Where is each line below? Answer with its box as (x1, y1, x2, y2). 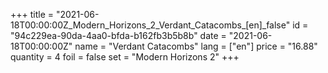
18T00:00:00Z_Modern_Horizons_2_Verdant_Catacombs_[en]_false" (10, 19, 291, 31)
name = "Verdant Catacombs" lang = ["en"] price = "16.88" (74, 40, 318, 52)
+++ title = (10, 9, 55, 20)
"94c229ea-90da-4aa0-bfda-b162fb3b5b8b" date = (10, 30, 227, 41)
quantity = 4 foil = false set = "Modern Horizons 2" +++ (10, 51, 240, 63)
